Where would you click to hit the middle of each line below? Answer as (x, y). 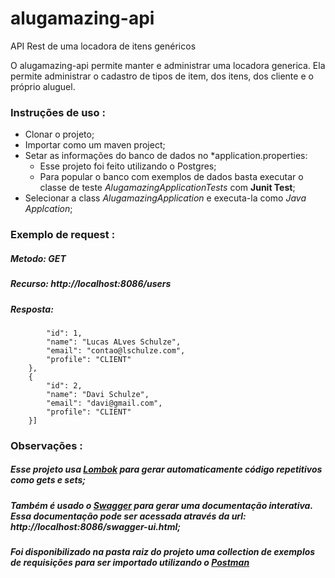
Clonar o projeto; (59, 134)
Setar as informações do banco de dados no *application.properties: (166, 156)
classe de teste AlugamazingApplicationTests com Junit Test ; (167, 188)
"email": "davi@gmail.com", (104, 403)
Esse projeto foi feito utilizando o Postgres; (128, 166)
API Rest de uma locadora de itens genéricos (103, 46)
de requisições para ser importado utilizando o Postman (130, 563)
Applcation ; (48, 209)
